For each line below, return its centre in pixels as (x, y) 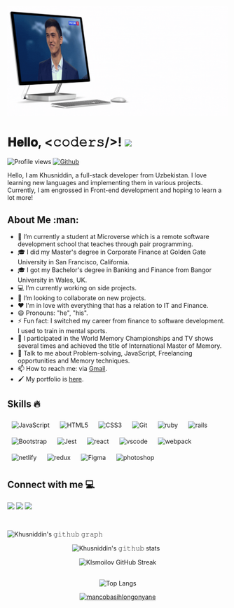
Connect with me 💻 (51, 485)
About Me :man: (43, 220)
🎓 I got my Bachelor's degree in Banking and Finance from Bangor (115, 270)
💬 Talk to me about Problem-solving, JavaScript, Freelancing (105, 353)
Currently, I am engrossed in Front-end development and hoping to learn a (115, 190)
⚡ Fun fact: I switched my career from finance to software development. (121, 321)
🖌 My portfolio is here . (50, 379)
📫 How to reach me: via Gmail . (62, 369)
